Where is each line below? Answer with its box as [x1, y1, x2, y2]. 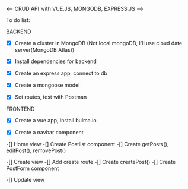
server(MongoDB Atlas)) [14, 46, 75, 53]
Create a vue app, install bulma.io [14, 117, 97, 124]
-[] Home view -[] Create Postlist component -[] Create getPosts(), [6, 141, 169, 148]
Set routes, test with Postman [14, 93, 87, 100]
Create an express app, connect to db [14, 70, 108, 77]
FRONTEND [6, 105, 35, 112]
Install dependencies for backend [14, 58, 97, 65]
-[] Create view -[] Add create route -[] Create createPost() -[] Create [6, 159, 176, 166]
